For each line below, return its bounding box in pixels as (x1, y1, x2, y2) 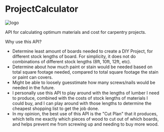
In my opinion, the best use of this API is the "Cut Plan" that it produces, (12, 110, 158, 116)
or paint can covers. (12, 74, 53, 80)
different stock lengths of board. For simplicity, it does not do (12, 53, 136, 59)
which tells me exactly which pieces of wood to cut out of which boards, (12, 116, 159, 122)
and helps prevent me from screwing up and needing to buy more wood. (12, 121, 159, 127)
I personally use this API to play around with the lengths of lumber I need (12, 90, 160, 96)
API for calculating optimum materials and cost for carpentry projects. (5, 29, 146, 35)
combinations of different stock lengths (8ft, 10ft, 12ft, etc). (12, 58, 131, 64)
